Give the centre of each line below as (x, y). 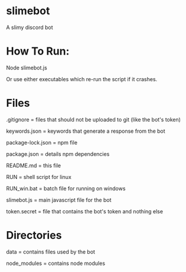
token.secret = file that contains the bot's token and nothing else (85, 211)
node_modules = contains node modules (56, 263)
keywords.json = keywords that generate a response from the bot (86, 131)
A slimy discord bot (30, 27)
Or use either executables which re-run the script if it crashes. (82, 79)
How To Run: (38, 51)
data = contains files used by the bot (51, 252)
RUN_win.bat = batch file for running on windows (66, 188)
